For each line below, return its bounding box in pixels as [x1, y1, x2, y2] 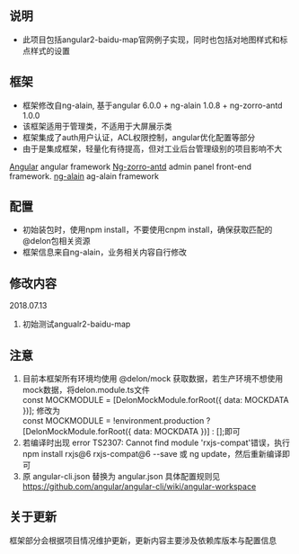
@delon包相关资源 [22, 236, 92, 246]
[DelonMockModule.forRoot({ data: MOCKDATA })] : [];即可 [22, 426, 241, 437]
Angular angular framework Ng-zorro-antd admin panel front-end [9, 161, 252, 172]
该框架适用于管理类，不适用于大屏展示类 [22, 121, 172, 131]
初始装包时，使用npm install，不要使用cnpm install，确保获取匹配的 [22, 224, 273, 236]
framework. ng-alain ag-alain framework [9, 170, 160, 182]
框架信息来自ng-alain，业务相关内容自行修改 [22, 246, 187, 258]
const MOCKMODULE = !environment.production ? [22, 415, 211, 426]
